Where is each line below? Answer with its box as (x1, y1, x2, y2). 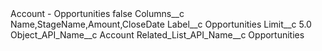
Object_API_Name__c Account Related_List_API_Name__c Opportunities (10, 29, 305, 41)
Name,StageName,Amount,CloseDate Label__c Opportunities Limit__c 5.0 (10, 18, 312, 30)
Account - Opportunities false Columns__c (10, 8, 185, 19)
